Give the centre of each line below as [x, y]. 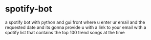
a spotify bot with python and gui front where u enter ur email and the [75, 22]
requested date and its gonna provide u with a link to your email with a [76, 27]
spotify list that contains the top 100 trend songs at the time [65, 32]
